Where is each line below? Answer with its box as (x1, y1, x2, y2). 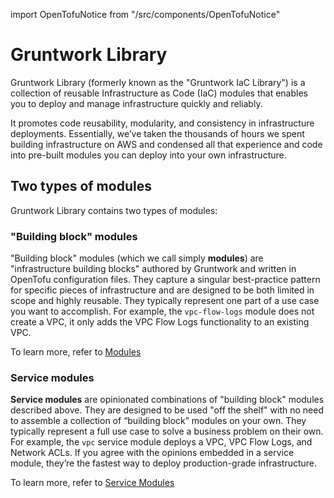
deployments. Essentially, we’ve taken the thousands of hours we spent (10, 127, 305, 139)
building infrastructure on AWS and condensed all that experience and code (10, 138, 323, 150)
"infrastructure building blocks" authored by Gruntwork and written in (10, 263, 297, 275)
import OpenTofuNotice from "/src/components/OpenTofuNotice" (10, 9, 281, 20)
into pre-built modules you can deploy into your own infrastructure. (10, 149, 287, 161)
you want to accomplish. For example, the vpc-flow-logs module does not (10, 305, 315, 318)
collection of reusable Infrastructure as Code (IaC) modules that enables (10, 87, 308, 99)
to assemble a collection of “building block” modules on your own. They (10, 415, 307, 427)
